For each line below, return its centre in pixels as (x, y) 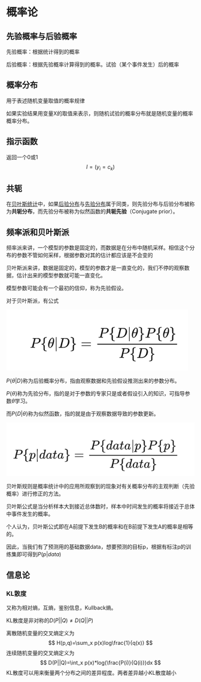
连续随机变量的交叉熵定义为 (40, 653)
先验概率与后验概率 (42, 36)
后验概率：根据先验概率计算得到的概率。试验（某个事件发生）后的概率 (93, 64)
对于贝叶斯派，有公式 (32, 301)
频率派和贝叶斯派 (38, 232)
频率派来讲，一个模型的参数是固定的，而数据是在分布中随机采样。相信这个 (98, 248)
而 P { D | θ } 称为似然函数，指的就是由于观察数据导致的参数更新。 (83, 414)
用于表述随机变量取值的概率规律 (45, 101)
